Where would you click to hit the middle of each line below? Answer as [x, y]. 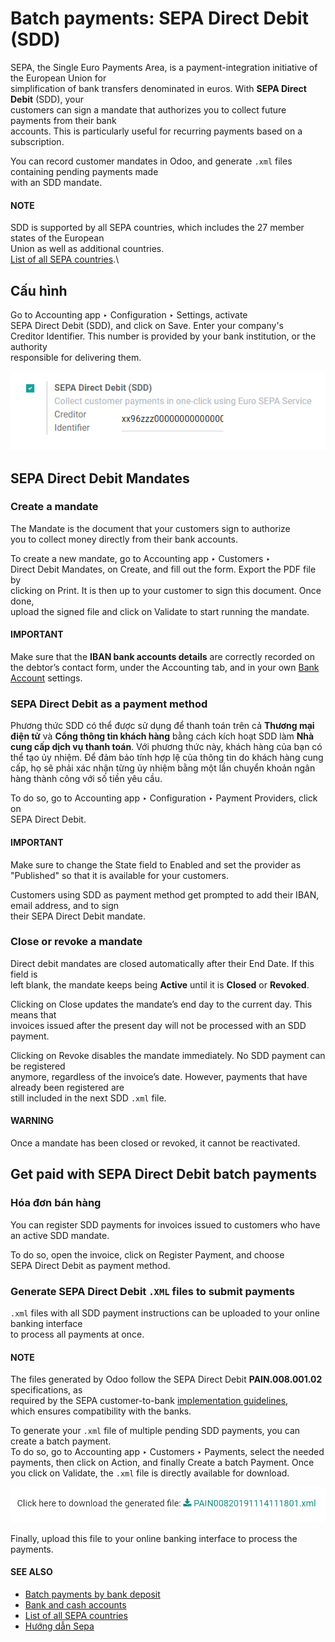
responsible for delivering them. [76, 357]
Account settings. [46, 678]
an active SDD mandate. [60, 1235]
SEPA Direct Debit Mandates [100, 478]
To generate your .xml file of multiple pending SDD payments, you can [155, 1431]
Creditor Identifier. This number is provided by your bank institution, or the [163, 336]
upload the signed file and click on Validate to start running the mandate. [160, 611]
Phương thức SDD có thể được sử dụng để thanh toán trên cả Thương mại [162, 726]
